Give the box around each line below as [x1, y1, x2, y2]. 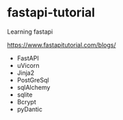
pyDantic [16, 105, 43, 113]
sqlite [16, 91, 33, 99]
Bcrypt [16, 97, 36, 106]
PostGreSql [16, 75, 49, 84]
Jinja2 [16, 69, 35, 77]
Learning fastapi [7, 27, 53, 36]
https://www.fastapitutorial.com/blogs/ [7, 40, 116, 49]
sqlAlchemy [16, 83, 51, 91]
